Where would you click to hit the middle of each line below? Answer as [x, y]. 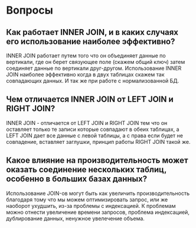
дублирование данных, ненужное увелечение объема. [75, 218]
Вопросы [30, 10]
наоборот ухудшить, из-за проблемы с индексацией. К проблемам [91, 205]
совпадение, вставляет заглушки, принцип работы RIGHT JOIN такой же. [98, 142]
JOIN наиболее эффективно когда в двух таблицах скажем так [85, 74]
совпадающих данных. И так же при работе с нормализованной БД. [93, 81]
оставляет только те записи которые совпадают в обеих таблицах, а [93, 129]
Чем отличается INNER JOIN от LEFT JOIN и [90, 99]
